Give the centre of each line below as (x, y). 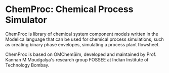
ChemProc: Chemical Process (69, 9)
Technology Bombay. (27, 65)
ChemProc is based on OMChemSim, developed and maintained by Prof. (81, 54)
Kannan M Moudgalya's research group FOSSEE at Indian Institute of (77, 59)
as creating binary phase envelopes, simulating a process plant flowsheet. (83, 44)
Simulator (26, 20)
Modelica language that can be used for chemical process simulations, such (85, 39)
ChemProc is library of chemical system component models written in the (82, 34)
